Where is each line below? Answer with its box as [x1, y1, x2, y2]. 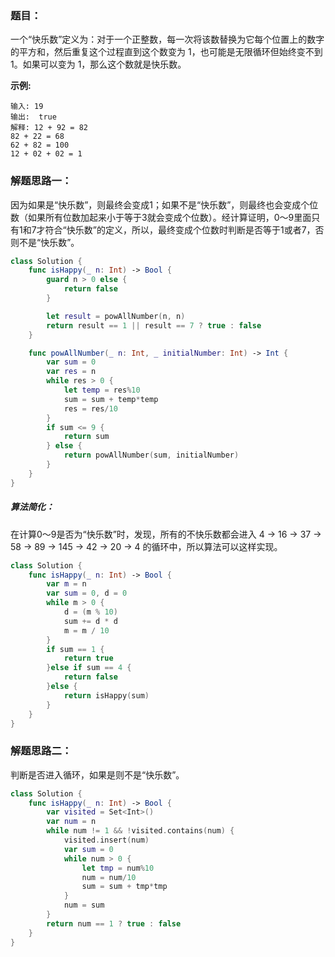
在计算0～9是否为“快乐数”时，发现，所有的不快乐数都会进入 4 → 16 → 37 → [10, 528, 322, 540]
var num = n [46, 817, 97, 827]
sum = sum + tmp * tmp [81, 882, 168, 892]
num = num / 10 [81, 872, 137, 882]
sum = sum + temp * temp [63, 394, 159, 404]
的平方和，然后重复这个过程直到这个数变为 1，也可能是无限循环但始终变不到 [10, 46, 323, 58]
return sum [63, 432, 110, 442]
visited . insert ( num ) [63, 835, 150, 846]
